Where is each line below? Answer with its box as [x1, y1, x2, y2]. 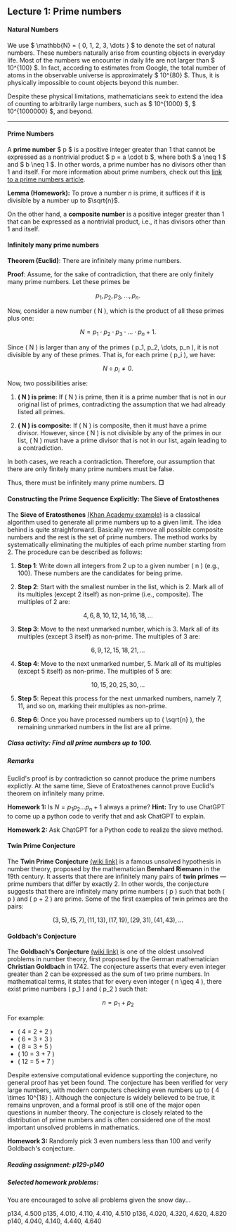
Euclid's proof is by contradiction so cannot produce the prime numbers [7, 774, 216, 783]
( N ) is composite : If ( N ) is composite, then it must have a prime [17, 421, 207, 430]
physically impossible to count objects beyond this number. [7, 78, 179, 86]
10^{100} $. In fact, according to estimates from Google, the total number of [7, 63, 226, 72]
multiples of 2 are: [17, 597, 70, 605]
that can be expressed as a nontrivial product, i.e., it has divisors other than [7, 217, 226, 226]
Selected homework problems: [7, 1178, 99, 1186]
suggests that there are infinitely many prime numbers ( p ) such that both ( [7, 887, 225, 895]
